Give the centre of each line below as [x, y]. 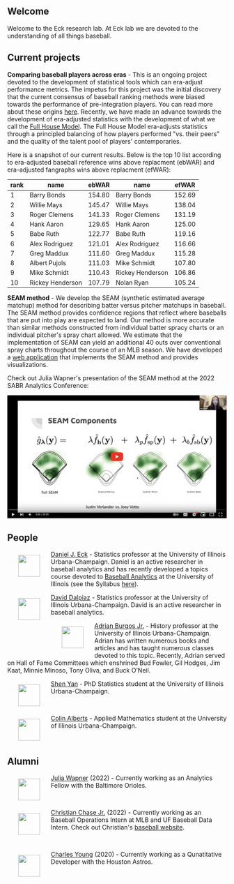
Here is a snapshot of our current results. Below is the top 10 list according [114, 155]
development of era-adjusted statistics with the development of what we [111, 119]
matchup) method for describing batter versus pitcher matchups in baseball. [117, 306]
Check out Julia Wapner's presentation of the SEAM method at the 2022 [111, 378]
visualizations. [28, 365]
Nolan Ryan [132, 283]
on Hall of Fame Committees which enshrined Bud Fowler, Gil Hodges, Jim [114, 663]
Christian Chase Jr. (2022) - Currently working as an [126, 813]
